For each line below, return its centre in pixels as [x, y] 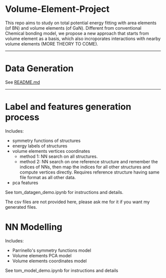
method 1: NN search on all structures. [59, 156]
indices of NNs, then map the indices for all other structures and [85, 167]
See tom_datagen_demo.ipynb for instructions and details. [64, 192]
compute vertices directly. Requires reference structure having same [89, 172]
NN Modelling [34, 227]
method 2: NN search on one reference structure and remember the [89, 161]
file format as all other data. [48, 177]
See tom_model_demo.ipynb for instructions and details [62, 270]
